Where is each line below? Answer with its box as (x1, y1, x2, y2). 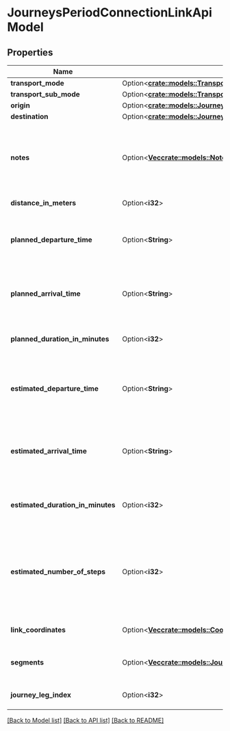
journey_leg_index (10, 690, 72, 700)
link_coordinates (10, 625, 66, 634)
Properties (7, 47, 53, 58)
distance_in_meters (10, 198, 77, 207)
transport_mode (10, 79, 65, 88)
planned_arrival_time (10, 289, 81, 298)
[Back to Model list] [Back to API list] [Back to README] (7, 717, 164, 724)
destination (10, 112, 49, 121)
